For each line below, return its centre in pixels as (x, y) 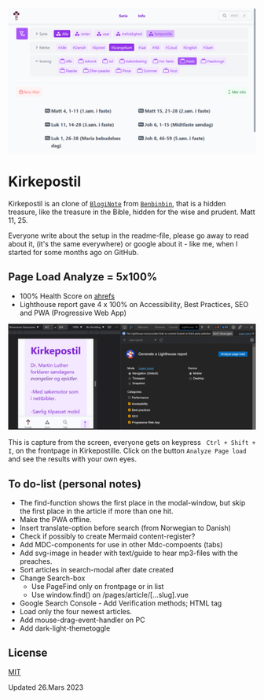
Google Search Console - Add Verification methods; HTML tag (121, 603)
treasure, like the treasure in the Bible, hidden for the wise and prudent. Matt (132, 212)
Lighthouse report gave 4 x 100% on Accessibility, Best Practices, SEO (134, 304)
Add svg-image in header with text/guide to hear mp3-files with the (128, 553)
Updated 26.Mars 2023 (46, 687)
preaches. (36, 561)
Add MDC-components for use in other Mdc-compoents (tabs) (121, 544)
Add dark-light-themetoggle (65, 628)
